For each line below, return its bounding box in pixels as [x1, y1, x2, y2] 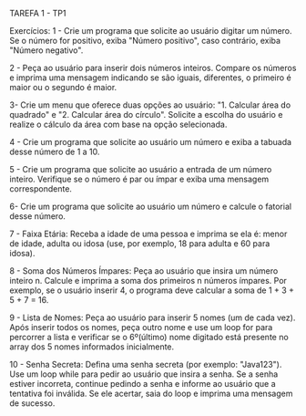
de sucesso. [9, 398, 56, 409]
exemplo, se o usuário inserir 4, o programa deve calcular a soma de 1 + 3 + [9, 285, 294, 296]
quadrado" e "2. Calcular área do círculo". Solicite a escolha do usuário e [9, 109, 283, 120]
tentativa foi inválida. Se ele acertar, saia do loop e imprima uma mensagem [9, 388, 293, 399]
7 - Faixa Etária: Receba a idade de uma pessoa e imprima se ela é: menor [9, 228, 288, 239]
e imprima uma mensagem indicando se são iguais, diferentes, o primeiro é [9, 72, 291, 83]
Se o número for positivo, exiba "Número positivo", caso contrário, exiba [9, 36, 280, 46]
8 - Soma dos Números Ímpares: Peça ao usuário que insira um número [9, 265, 279, 276]
